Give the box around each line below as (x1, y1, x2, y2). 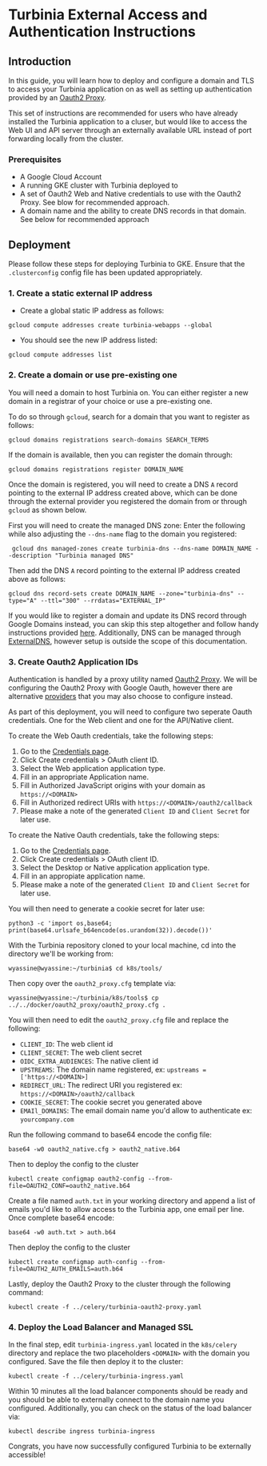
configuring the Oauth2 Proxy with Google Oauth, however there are (8, 683, 233, 693)
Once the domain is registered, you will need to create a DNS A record (8, 479, 238, 489)
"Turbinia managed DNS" (54, 551, 134, 559)
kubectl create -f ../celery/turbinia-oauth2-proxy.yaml (8, 1303, 202, 1311)
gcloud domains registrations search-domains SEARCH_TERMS (8, 435, 209, 444)
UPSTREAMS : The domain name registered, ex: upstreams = (19, 1064, 206, 1074)
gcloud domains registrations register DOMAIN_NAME (8, 465, 184, 474)
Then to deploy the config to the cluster (8, 1160, 139, 1169)
